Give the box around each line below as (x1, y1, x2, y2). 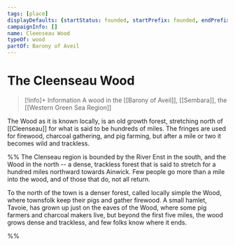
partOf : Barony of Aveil (7, 43, 80, 50)
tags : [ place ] (7, 10, 49, 17)
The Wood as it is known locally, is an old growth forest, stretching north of (7, 117, 224, 125)
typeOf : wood (7, 36, 45, 43)
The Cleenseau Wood (7, 73, 135, 89)
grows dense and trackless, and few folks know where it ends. (7, 218, 187, 226)
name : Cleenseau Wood (7, 29, 71, 37)
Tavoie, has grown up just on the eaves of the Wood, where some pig (7, 203, 207, 212)
